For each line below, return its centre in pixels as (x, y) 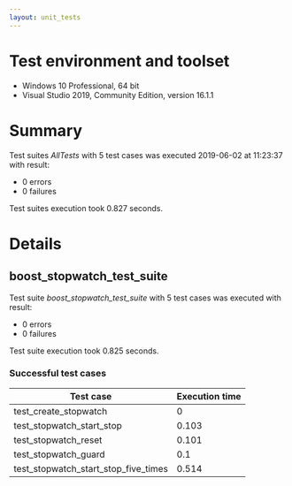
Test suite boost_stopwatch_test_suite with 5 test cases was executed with (145, 298)
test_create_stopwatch (61, 411)
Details (35, 243)
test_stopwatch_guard (59, 454)
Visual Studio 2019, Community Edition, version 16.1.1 (118, 95)
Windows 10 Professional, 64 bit (81, 86)
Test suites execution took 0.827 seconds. (86, 208)
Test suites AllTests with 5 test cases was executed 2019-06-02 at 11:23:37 (146, 155)
